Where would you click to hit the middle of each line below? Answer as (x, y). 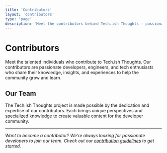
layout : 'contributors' (30, 14)
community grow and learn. (33, 78)
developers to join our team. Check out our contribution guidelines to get (80, 141)
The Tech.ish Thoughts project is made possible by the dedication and (77, 105)
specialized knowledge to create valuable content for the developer (74, 116)
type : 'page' (19, 19)
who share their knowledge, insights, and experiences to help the (72, 73)
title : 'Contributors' (29, 10)
